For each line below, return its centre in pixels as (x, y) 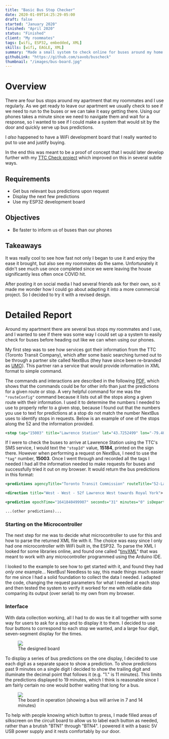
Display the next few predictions (46, 196)
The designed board (39, 648)
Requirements (28, 179)
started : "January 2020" (31, 24)
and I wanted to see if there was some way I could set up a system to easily (83, 334)
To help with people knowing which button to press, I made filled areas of (81, 715)
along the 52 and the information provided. (50, 424)
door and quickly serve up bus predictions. (50, 127)
